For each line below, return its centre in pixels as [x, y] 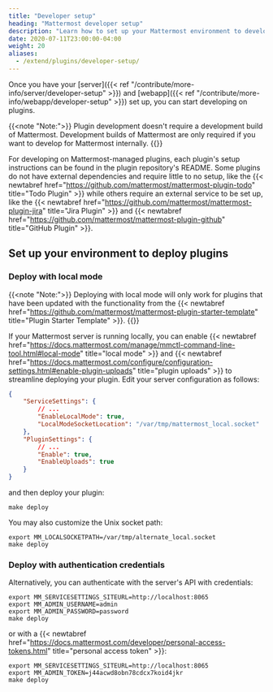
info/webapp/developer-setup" [60, 102]
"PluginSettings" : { [58, 439]
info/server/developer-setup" [57, 93]
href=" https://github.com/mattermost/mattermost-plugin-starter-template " [133, 311]
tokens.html [28, 651]
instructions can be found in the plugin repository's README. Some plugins [134, 167]
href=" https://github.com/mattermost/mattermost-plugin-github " [117, 219]
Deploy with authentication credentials [87, 564]
